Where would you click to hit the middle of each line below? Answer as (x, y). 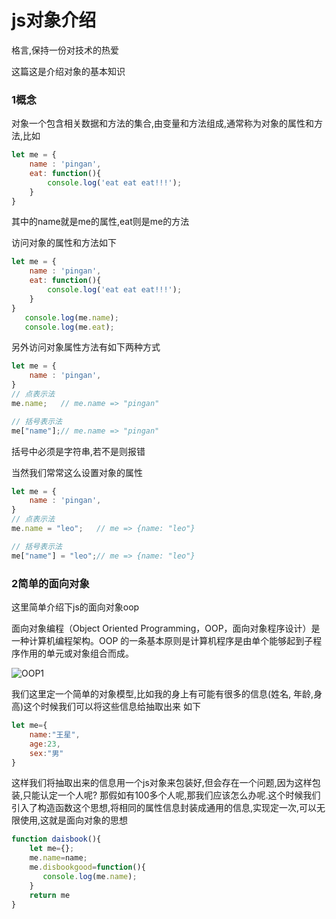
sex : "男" (46, 753)
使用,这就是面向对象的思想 (74, 820)
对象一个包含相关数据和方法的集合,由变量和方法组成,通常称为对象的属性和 (163, 123)
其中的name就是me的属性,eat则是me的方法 (100, 222)
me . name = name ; (58, 858)
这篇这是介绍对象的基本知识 (68, 71)
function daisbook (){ (56, 839)
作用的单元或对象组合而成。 (76, 653)
